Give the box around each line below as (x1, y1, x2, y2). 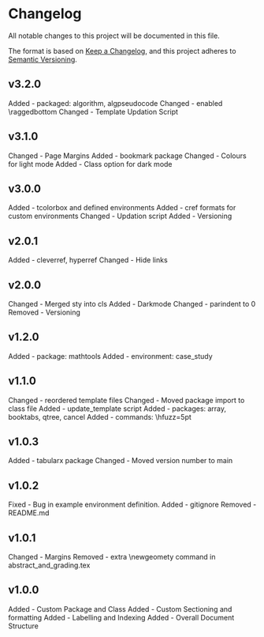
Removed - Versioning (8, 307, 81, 317)
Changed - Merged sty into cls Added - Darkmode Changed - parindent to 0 (8, 300, 256, 308)
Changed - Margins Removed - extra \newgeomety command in (8, 552, 216, 562)
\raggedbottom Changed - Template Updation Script (8, 107, 179, 116)
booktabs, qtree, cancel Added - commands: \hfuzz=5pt (8, 412, 191, 421)
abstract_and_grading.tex (8, 560, 91, 570)
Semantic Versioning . (8, 55, 77, 64)
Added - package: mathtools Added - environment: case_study (8, 351, 213, 360)
